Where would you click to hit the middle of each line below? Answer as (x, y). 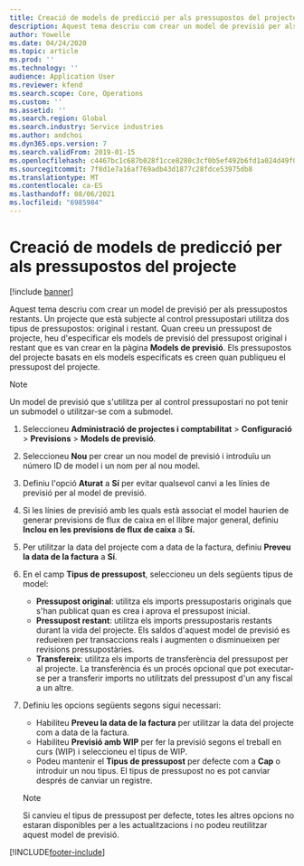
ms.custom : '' (36, 102)
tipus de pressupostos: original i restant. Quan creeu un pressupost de (141, 328)
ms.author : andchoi (46, 136)
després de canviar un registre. (94, 780)
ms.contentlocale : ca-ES (56, 186)
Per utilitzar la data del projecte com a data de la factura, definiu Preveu (157, 547)
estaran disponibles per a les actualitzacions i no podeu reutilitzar (145, 824)
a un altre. (55, 687)
